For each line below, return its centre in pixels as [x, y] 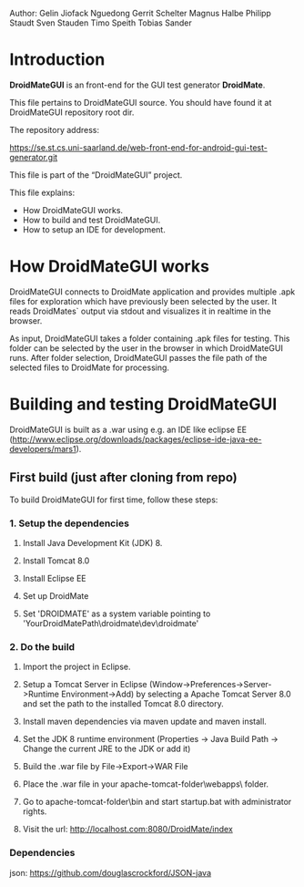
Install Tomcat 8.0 [56, 561]
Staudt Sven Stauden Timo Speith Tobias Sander [101, 23]
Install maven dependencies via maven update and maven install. [144, 722]
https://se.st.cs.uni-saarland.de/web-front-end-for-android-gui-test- [139, 147]
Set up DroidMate [56, 595]
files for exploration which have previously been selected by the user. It [143, 301]
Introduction [57, 60]
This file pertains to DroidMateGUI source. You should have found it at [141, 102]
